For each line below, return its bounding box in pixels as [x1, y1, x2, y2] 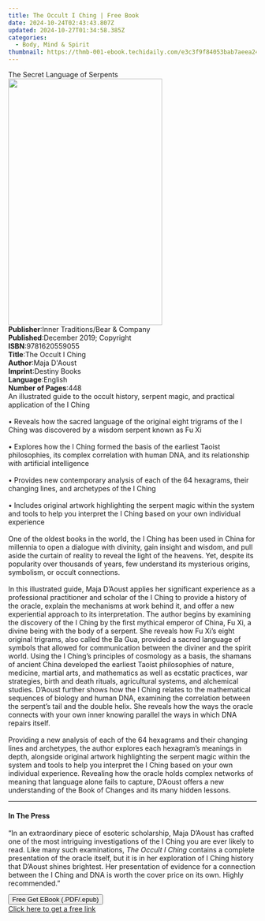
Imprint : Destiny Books [8, 367, 81, 375]
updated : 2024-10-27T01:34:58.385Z [8, 26, 125, 34]
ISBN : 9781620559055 [8, 341, 80, 351]
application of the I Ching [8, 400, 91, 409]
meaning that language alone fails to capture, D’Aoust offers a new [8, 777, 225, 786]
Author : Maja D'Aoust [8, 358, 77, 367]
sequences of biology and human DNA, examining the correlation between [8, 693, 251, 703]
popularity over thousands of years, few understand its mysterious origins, [8, 559, 251, 569]
